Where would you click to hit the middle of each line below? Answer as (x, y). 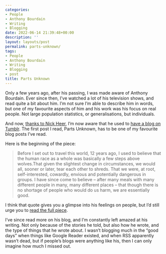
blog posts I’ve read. (26, 134)
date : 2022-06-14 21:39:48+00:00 (40, 33)
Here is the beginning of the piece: (40, 144)
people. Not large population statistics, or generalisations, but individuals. (80, 114)
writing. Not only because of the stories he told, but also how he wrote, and (82, 225)
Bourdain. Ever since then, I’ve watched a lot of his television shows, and (80, 98)
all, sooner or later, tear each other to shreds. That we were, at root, (86, 169)
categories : (17, 10)
